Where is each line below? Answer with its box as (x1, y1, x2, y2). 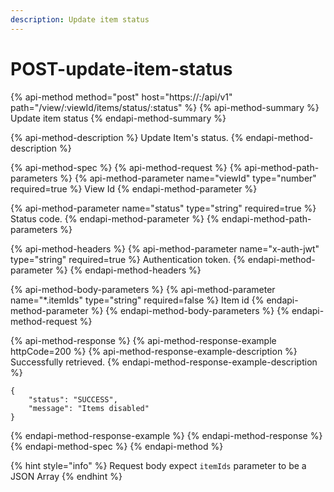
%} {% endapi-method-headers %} (54, 264, 202, 276)
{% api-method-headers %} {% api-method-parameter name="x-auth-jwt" (10, 242, 320, 255)
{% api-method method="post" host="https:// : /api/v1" (10, 91, 233, 103)
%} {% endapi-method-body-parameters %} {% (90, 304, 290, 316)
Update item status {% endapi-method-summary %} (10, 112, 227, 124)
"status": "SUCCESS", (28, 394, 118, 405)
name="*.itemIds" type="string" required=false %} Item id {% (10, 294, 265, 306)
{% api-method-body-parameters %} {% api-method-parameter (10, 283, 276, 295)
